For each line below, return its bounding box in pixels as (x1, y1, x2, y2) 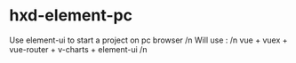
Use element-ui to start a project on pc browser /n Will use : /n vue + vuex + (9, 35, 288, 45)
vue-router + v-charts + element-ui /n (9, 43, 148, 54)
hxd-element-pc (9, 5, 133, 26)
